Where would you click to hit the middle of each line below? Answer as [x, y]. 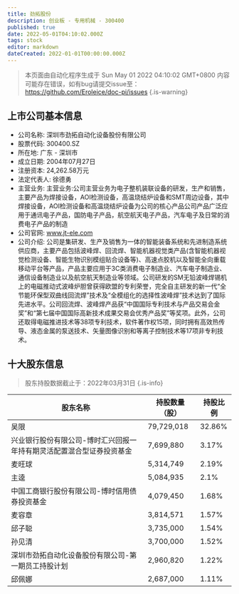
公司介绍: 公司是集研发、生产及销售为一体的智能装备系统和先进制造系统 [122, 241]
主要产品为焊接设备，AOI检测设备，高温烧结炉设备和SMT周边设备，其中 [123, 197]
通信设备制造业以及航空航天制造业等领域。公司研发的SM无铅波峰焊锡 [119, 277]
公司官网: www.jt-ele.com [55, 232]
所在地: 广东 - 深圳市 [48, 152]
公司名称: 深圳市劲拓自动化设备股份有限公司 [82, 134]
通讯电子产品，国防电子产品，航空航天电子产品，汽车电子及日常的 [127, 215]
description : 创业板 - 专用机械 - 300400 [66, 21]
